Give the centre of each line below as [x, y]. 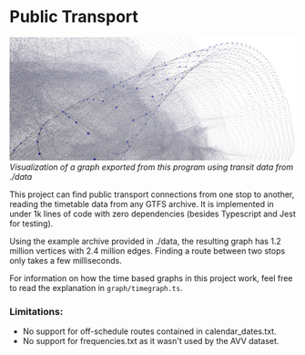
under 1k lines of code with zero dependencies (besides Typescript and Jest [152, 214]
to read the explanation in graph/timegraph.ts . [96, 288]
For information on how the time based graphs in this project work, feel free [151, 278]
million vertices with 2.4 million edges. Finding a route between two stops [147, 251]
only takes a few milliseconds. [66, 261]
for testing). [31, 224]
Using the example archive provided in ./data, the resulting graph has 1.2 [146, 241]
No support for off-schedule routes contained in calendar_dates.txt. [149, 331]
